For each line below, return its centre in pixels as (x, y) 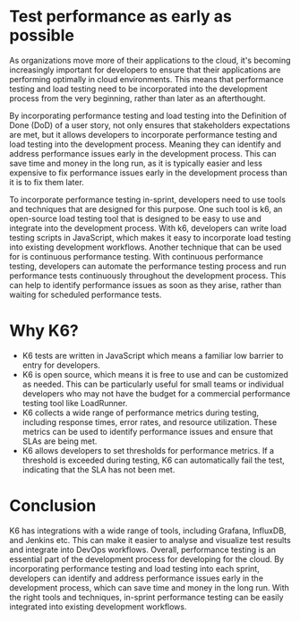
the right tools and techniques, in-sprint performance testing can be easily (146, 597)
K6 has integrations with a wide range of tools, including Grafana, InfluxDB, (148, 531)
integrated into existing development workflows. (98, 607)
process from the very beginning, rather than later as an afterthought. (137, 98)
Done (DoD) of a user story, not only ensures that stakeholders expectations (150, 125)
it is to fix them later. (47, 182)
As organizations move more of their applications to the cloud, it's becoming (150, 60)
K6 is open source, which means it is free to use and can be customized (155, 374)
